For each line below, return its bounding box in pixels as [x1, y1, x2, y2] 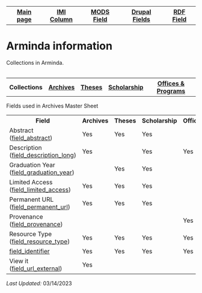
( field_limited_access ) [9, 186, 71, 194]
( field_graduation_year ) [9, 168, 75, 177]
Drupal [131, 8, 151, 16]
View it [9, 256, 29, 265]
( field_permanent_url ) [9, 202, 70, 211]
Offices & [157, 79, 185, 88]
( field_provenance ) [9, 220, 63, 228]
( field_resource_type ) [9, 237, 70, 246]
